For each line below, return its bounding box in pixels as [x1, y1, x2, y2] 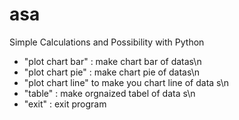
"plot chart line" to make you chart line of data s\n [23, 76, 230, 88]
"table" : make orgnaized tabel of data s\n [23, 87, 196, 99]
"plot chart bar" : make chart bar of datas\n [23, 55, 202, 67]
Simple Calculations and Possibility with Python [9, 36, 205, 48]
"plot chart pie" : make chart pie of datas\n [23, 66, 201, 78]
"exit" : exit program [23, 98, 107, 110]
